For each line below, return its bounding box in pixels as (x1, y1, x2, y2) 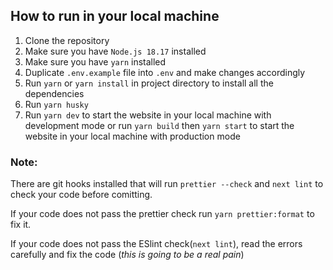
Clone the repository (24, 34, 110, 46)
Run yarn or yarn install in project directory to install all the (24, 77, 274, 89)
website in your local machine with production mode (24, 130, 241, 142)
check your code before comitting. (10, 189, 153, 201)
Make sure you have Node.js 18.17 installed (24, 45, 207, 57)
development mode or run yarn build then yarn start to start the (24, 119, 295, 131)
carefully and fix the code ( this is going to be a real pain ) (10, 249, 245, 261)
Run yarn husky (24, 98, 89, 110)
